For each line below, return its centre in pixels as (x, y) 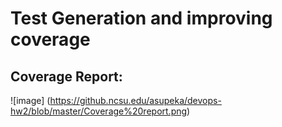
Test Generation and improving (141, 18)
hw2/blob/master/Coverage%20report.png (99, 111)
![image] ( (30, 100)
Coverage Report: (66, 76)
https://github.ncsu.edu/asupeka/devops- (135, 100)
